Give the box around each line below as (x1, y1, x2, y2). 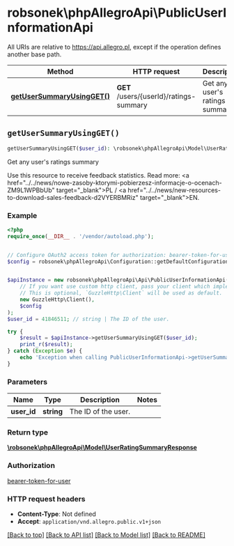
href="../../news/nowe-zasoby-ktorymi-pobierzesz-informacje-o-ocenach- (7, 178, 222, 187)
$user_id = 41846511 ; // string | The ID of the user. (7, 315, 170, 322)
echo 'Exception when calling (19, 354, 108, 361)
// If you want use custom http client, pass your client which (19, 283, 210, 290)
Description (79, 395, 120, 405)
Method (47, 66, 74, 76)
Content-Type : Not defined (17, 510, 96, 518)
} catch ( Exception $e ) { (7, 348, 82, 354)
